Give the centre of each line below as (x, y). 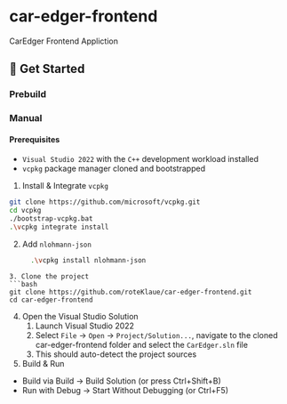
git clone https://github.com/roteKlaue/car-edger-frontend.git (131, 292)
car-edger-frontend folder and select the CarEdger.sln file (142, 344)
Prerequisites (35, 139)
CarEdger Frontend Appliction (64, 41)
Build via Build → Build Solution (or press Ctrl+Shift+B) (122, 381)
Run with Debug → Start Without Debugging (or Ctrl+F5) (125, 390)
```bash (24, 284)
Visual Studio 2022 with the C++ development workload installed (140, 159)
